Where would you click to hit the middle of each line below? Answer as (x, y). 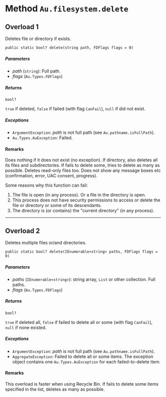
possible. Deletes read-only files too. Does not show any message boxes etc (83, 170)
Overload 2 (23, 231)
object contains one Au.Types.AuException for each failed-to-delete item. (86, 361)
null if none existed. (26, 327)
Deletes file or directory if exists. (38, 39)
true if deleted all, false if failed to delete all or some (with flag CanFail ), (79, 322)
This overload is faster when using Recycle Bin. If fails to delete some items (82, 384)
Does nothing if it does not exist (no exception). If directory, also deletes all (82, 160)
